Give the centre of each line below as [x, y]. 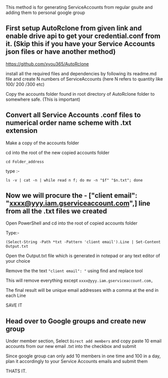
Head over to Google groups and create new [76, 321]
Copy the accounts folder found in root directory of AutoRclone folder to [80, 94]
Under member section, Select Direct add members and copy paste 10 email [84, 341]
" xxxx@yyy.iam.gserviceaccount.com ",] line [78, 203]
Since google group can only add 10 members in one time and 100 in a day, [83, 356]
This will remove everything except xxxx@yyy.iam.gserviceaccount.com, [79, 281]
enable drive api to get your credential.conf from [83, 36]
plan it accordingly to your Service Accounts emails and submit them [77, 361]
